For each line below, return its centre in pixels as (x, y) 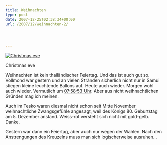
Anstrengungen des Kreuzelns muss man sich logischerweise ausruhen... (81, 137)
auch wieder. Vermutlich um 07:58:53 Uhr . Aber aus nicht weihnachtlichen (82, 91)
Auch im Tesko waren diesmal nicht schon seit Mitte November (70, 106)
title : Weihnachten (26, 10)
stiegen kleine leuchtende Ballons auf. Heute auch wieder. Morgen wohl (79, 86)
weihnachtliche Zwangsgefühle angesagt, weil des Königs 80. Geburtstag (81, 111)
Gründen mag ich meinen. (32, 96)
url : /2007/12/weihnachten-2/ (37, 24)
